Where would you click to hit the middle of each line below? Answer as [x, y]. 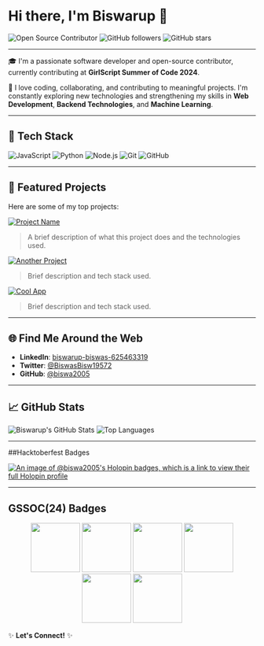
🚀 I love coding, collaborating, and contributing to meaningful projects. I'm [128, 87]
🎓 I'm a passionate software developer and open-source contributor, [121, 61]
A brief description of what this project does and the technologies [134, 237]
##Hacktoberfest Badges [49, 452]
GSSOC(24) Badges [57, 508]
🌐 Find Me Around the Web [75, 338]
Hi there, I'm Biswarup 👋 [88, 16]
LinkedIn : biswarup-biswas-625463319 [84, 357]
